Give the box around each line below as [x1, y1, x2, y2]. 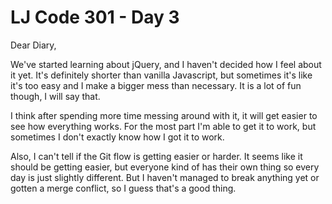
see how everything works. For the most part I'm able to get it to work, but [10, 120, 317, 132]
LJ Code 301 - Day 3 [10, 6, 180, 29]
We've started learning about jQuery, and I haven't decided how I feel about [10, 58, 322, 70]
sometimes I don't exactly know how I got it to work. [10, 131, 225, 143]
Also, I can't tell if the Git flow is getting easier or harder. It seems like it [10, 150, 303, 162]
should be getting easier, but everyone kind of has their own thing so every [10, 161, 320, 173]
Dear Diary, [10, 39, 57, 51]
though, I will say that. [10, 90, 101, 102]
